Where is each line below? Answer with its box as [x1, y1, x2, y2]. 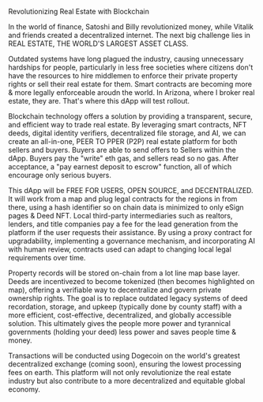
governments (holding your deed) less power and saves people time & [8, 328, 237, 336]
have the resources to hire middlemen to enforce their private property [8, 71, 239, 80]
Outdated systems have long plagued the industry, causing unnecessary [8, 55, 244, 63]
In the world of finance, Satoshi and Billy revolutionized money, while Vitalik [8, 22, 254, 31]
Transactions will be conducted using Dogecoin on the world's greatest [8, 351, 241, 360]
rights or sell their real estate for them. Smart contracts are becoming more [8, 79, 253, 89]
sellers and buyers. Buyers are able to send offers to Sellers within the [8, 146, 237, 154]
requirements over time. [8, 253, 86, 262]
